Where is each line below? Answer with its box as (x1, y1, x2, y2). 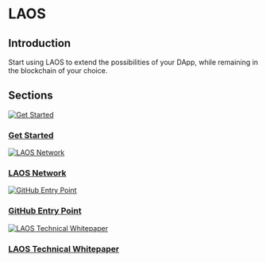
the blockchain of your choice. (8, 66, 108, 75)
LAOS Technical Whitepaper (8, 243, 120, 254)
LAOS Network (8, 168, 67, 179)
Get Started (8, 129, 54, 141)
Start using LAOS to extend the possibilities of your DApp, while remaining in (8, 57, 259, 67)
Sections (8, 89, 53, 102)
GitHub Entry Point (8, 206, 82, 217)
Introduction (8, 37, 71, 50)
